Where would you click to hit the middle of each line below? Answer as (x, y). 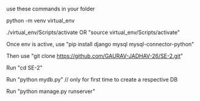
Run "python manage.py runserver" (51, 91)
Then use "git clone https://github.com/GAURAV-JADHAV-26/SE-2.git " (95, 56)
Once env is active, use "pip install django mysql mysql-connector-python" (100, 44)
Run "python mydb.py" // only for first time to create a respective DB (92, 79)
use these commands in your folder (51, 9)
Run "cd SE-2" (24, 68)
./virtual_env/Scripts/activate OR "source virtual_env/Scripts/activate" (93, 32)
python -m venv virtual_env (40, 20)
